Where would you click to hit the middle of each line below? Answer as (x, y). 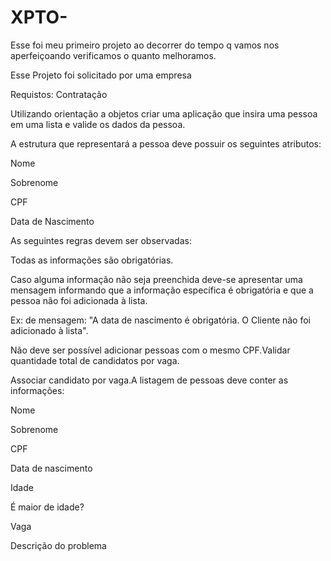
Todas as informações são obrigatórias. (92, 260)
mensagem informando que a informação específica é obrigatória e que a (162, 290)
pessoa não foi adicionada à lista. (79, 300)
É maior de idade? (47, 507)
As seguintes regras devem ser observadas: (101, 240)
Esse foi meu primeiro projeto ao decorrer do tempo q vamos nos (145, 45)
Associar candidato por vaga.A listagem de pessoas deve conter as (149, 380)
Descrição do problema (58, 545)
